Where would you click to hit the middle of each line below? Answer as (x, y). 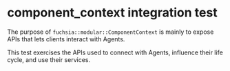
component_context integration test (113, 13)
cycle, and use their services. (49, 59)
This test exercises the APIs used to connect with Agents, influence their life (115, 52)
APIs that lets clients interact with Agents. (66, 39)
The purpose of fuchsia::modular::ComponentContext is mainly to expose (111, 32)
